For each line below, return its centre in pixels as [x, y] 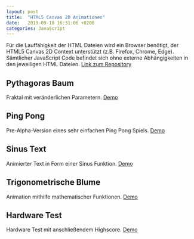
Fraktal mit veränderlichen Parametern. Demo [62, 97]
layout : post [22, 12]
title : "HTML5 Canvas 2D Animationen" [56, 17]
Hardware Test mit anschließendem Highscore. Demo [72, 229]
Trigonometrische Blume [53, 182]
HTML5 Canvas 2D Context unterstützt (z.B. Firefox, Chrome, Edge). [90, 52]
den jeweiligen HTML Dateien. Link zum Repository [69, 64]
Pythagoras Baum [40, 83]
